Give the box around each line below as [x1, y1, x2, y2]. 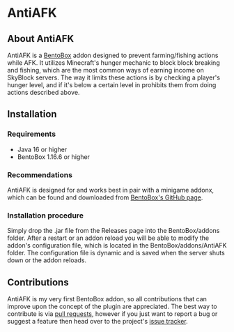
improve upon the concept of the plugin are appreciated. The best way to [7, 302, 217, 311]
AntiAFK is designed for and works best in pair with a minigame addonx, [7, 186, 214, 194]
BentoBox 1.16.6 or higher [17, 152, 91, 161]
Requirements [7, 129, 56, 139]
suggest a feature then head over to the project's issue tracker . [7, 317, 188, 326]
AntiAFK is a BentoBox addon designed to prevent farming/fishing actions [7, 51, 219, 59]
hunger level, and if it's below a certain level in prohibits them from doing [7, 81, 217, 89]
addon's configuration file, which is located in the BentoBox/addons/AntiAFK [7, 241, 227, 250]
